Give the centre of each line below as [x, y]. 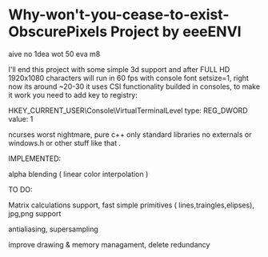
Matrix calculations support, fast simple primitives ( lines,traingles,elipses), [131, 205]
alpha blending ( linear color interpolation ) [78, 174]
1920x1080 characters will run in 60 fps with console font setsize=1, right [129, 78]
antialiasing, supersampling [53, 229]
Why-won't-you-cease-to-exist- [119, 15]
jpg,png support [35, 213]
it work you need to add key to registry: [73, 94]
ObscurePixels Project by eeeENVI [125, 32]
